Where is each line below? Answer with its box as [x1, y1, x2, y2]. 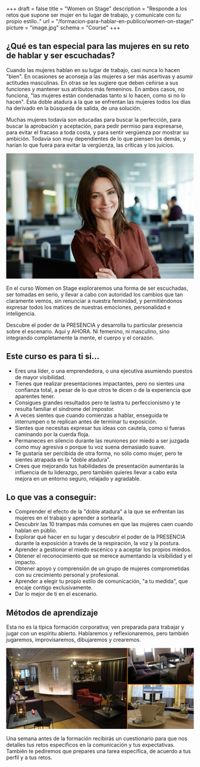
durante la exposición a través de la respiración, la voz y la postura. [14, 540, 180, 547]
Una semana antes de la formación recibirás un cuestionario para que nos [6, 735, 187, 742]
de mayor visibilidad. [14, 373, 66, 381]
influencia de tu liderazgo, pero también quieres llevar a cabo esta [14, 468, 177, 476]
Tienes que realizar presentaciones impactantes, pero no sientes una [14, 380, 185, 387]
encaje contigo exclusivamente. [14, 584, 93, 591]
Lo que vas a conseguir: [6, 492, 97, 503]
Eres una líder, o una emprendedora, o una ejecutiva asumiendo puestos [14, 367, 193, 375]
